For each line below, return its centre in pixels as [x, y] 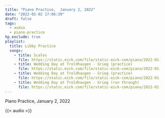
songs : [16, 50]
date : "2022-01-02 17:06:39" [35, 14]
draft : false [18, 19]
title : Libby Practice [33, 46]
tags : [11, 23]
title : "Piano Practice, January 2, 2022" [50, 10]
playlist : [15, 42]
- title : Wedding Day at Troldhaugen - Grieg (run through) [77, 82]
